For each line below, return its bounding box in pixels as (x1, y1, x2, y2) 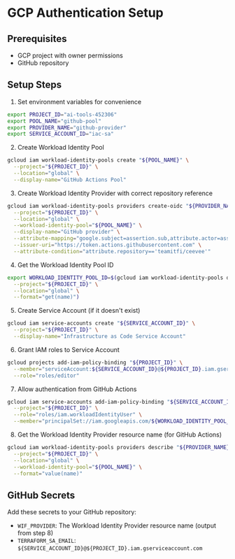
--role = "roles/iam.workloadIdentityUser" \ (13, 411, 142, 418)
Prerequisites (7, 33, 67, 45)
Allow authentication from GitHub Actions (17, 385, 137, 393)
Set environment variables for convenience (17, 97, 142, 106)
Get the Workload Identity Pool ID (17, 260, 114, 269)
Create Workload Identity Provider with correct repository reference (17, 189, 213, 197)
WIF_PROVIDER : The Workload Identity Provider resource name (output (17, 521, 217, 530)
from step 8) (17, 529, 54, 537)
